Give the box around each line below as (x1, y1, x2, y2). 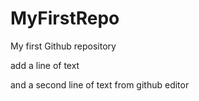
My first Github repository (10, 40, 117, 52)
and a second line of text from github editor (10, 78, 190, 91)
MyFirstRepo (10, 7, 120, 30)
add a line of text (10, 59, 80, 71)
